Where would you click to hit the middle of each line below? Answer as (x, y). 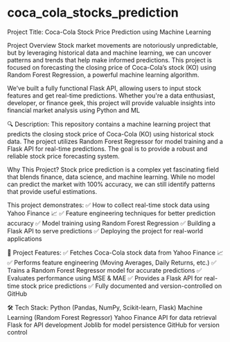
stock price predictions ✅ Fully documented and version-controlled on (122, 286)
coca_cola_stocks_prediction (93, 13)
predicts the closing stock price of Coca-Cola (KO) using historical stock (111, 134)
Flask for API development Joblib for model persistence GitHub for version (113, 325)
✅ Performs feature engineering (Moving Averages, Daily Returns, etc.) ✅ (112, 262)
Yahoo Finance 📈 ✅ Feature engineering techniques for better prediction (112, 213)
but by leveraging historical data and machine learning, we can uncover (109, 53)
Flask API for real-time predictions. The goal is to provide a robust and (107, 148)
